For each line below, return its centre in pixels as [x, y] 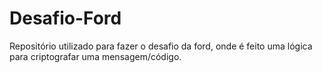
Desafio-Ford [65, 18]
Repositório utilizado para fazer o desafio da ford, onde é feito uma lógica [161, 46]
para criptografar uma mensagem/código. [95, 56]
